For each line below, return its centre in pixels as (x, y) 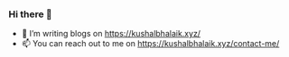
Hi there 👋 (31, 14)
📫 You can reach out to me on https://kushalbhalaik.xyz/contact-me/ (150, 44)
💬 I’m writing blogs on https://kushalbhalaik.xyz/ (111, 34)
